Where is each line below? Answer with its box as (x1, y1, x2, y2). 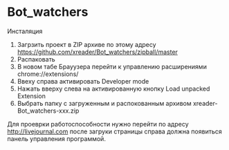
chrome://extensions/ (17, 70, 79, 78)
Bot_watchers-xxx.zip (17, 106, 80, 115)
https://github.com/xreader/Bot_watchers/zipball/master (17, 48, 178, 56)
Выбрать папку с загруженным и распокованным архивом (17, 99, 192, 107)
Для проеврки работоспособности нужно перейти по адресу (7, 120, 189, 128)
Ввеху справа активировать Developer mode (17, 77, 149, 85)
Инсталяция (7, 27, 43, 35)
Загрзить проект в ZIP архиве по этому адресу (17, 40, 157, 48)
